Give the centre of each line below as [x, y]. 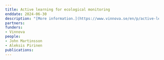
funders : [14, 28]
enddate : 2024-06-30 [26, 14]
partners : [15, 23]
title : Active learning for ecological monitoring [58, 9]
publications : [20, 50]
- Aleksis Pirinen [24, 45]
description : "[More [26, 18]
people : [13, 37]
